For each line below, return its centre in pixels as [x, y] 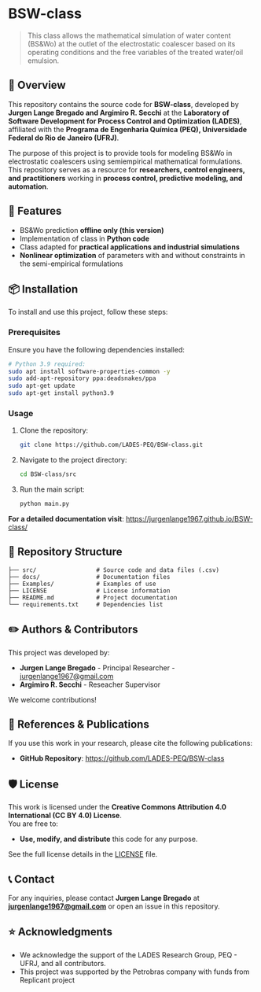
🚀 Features [35, 211]
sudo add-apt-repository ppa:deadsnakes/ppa [82, 378]
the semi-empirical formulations [71, 264]
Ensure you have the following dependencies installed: [96, 349]
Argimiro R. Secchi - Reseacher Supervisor [90, 684]
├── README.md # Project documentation [93, 597]
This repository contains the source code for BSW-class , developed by [124, 104]
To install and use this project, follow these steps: [88, 312]
